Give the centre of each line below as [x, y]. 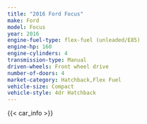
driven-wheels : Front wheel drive [58, 67]
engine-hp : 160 [30, 47]
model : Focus [27, 27]
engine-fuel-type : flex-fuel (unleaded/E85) [74, 40]
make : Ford [23, 21]
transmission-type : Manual [47, 60]
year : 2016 [23, 34]
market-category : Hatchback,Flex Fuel [64, 80]
